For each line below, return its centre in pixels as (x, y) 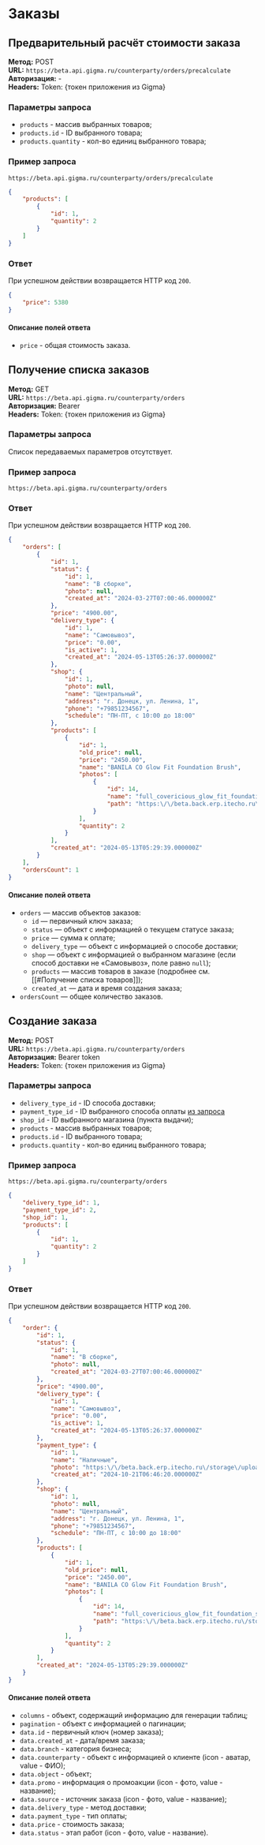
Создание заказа (52, 1021)
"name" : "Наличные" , (84, 1460)
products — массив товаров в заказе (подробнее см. (121, 971)
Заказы (34, 14)
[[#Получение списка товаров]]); (87, 980)
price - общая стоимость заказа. (75, 345)
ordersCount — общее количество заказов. (91, 996)
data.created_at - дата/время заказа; (82, 1741)
